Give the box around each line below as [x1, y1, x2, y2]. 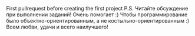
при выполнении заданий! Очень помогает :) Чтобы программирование [6, 11, 188, 18]
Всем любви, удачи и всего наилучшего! [6, 23, 108, 30]
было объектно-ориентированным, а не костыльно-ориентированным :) [6, 17, 190, 24]
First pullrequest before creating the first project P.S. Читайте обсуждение [6, 5, 189, 12]
